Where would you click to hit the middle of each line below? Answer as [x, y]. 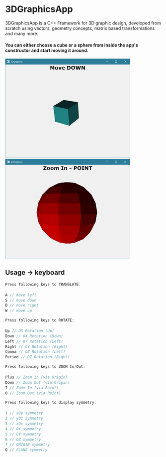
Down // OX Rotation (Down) [34, 336]
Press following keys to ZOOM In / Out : [45, 367]
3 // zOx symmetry [24, 424]
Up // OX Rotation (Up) [30, 331]
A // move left [21, 295]
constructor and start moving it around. [47, 50]
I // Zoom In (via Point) [32, 388]
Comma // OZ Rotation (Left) [35, 352]
